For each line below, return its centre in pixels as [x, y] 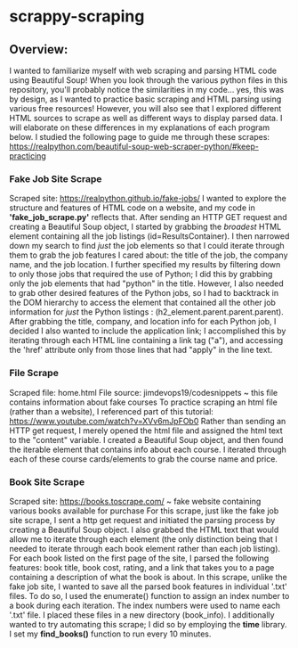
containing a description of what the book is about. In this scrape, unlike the [148, 577]
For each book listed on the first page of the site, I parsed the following [139, 558]
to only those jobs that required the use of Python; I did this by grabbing [141, 275]
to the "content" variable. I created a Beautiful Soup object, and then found [146, 439]
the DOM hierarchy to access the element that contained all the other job [142, 303]
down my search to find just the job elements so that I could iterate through [147, 246]
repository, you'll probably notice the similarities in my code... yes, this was [147, 90]
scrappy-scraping [77, 16]
